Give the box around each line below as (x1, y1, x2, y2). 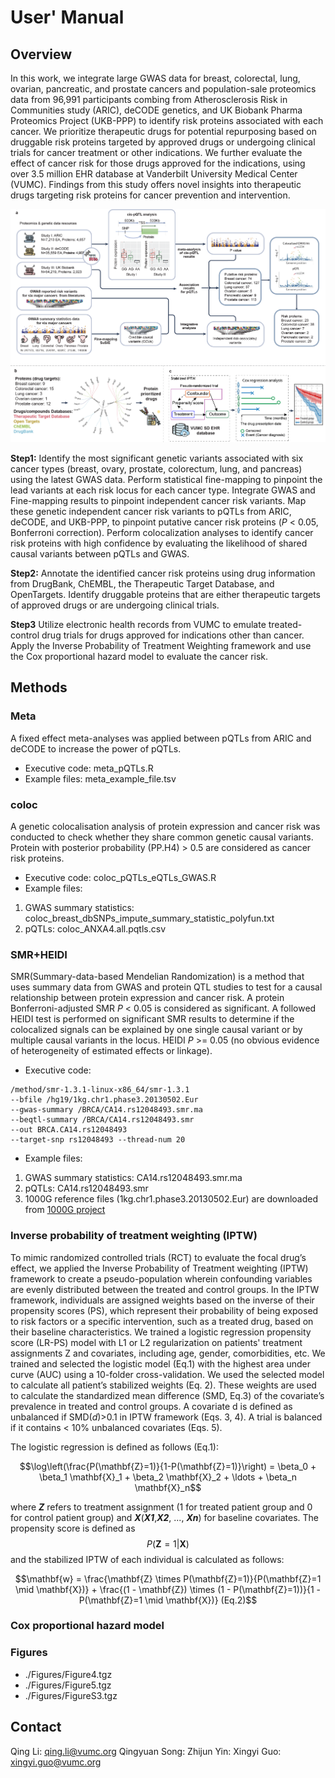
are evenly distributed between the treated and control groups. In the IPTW (10, 1283, 320, 1295)
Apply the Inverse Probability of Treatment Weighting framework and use (10, 639, 312, 651)
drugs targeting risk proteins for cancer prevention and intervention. (10, 189, 291, 201)
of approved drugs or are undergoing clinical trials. (10, 599, 220, 611)
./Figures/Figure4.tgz (24, 1668, 113, 1680)
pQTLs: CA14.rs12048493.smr (24, 1182, 149, 1195)
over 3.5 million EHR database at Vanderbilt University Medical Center (10, 168, 298, 180)
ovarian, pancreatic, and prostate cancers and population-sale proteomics (10, 83, 317, 95)
